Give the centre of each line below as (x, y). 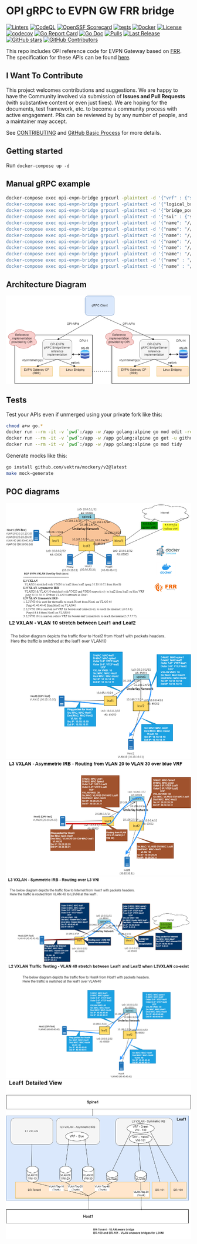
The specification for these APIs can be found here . (68, 57)
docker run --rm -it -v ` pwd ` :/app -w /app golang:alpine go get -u (91, 438)
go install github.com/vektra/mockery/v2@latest (67, 467)
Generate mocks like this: (37, 456)
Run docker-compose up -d (38, 165)
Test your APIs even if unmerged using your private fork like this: (84, 414)
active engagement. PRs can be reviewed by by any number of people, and (97, 115)
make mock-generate (30, 473)
